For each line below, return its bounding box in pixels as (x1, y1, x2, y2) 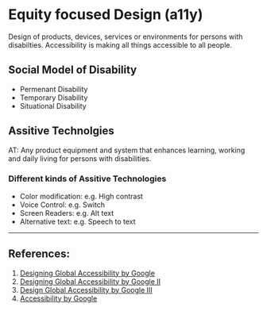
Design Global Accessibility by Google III (19, 285, 153, 294)
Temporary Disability (19, 93, 88, 102)
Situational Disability (19, 101, 87, 110)
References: (8, 248, 70, 261)
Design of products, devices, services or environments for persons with (8, 32, 243, 41)
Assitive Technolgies (8, 125, 114, 138)
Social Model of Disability (8, 63, 137, 77)
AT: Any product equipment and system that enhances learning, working (8, 145, 246, 155)
